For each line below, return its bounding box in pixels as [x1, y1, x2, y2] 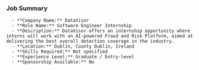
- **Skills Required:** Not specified [11, 49, 108, 55]
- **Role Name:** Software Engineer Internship [11, 23, 132, 29]
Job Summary [6, 4, 48, 12]
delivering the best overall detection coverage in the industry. [6, 39, 175, 44]
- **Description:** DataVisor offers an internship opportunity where [11, 28, 191, 34]
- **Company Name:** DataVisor [11, 18, 89, 24]
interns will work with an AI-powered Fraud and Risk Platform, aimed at [6, 33, 194, 39]
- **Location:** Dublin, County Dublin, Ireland [11, 43, 135, 50]
